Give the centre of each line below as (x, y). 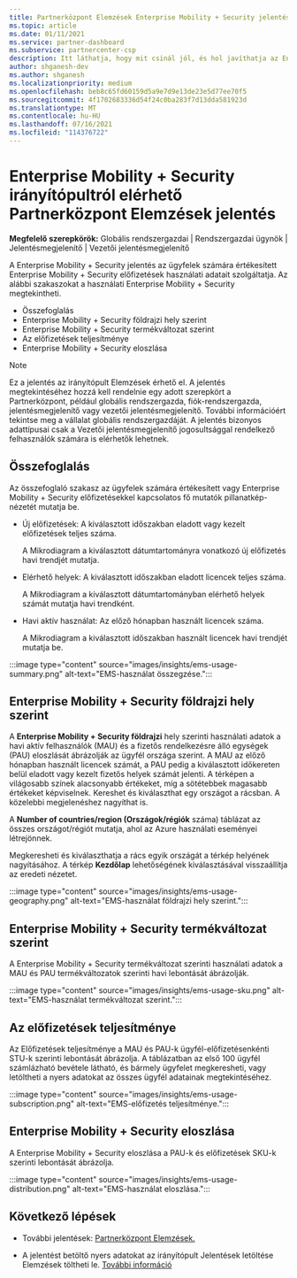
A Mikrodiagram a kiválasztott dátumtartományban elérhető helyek (143, 594)
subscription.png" (42, 1104)
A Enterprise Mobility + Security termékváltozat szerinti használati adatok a (146, 964)
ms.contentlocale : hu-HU (55, 116)
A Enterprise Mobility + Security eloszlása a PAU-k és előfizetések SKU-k (143, 1152)
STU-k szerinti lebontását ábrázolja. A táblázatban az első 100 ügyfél (135, 1059)
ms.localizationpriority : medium (71, 83)
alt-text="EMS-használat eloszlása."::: (141, 1189)
